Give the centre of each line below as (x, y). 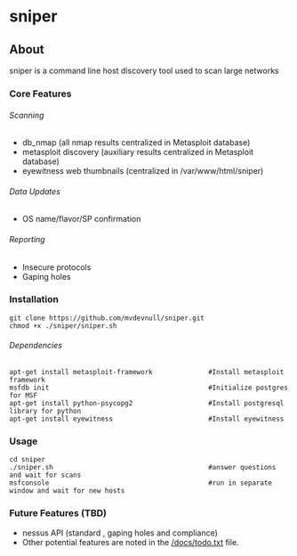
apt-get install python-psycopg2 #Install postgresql (147, 404)
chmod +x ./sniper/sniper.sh (63, 326)
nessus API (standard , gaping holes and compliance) (120, 533)
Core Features (40, 94)
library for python (45, 412)
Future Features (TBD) (58, 513)
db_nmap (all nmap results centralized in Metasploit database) (136, 143)
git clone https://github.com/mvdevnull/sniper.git (107, 318)
